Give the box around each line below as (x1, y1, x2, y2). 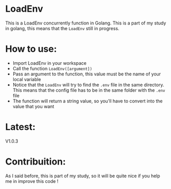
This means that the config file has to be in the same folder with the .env (12, 87, 165, 93)
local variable (12, 76, 41, 82)
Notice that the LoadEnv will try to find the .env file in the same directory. (12, 82, 164, 88)
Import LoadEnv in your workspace (12, 60, 87, 66)
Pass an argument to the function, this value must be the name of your (12, 71, 161, 77)
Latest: (5, 121, 36, 133)
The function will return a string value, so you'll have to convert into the (12, 98, 163, 104)
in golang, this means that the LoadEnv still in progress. (5, 25, 119, 31)
